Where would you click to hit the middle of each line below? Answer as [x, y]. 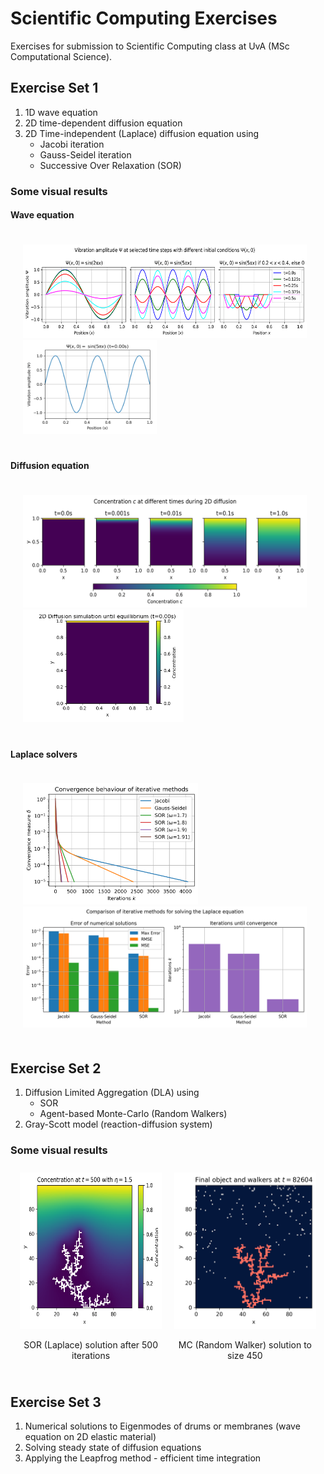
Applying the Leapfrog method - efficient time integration [143, 1458]
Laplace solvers [44, 754]
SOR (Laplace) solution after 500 [90, 1345]
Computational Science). [61, 56]
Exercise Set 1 [54, 88]
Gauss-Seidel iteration [85, 154]
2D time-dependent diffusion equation [103, 123]
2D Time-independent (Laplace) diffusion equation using [142, 133]
